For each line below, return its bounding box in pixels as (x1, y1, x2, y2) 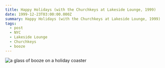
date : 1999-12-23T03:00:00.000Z (5, 12, 72, 17)
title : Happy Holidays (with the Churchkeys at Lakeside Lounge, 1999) (5, 7, 156, 12)
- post (9, 26, 23, 31)
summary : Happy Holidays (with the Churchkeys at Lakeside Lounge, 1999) (5, 16, 161, 21)
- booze (9, 44, 26, 49)
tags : (5, 21, 16, 26)
